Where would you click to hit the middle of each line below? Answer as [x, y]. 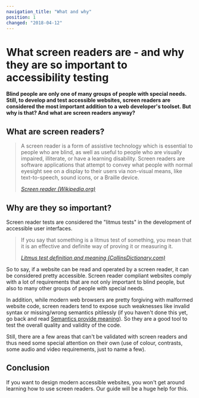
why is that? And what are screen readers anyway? [71, 113]
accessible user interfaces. [39, 228]
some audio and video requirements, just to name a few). [76, 349]
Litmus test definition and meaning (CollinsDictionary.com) [93, 258]
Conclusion [28, 368]
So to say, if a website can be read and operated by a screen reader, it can [97, 269]
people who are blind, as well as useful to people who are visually [101, 152]
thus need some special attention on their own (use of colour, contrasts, [94, 343]
